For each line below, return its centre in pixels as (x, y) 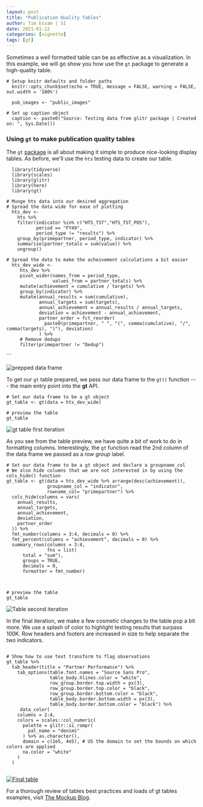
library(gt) (27, 191)
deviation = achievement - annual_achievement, (100, 313)
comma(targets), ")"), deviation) (50, 329)
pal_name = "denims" (54, 731)
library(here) (29, 186)
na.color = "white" (47, 752)
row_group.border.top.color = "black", (100, 689)
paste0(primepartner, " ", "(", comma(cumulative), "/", (118, 324)
